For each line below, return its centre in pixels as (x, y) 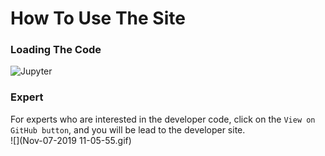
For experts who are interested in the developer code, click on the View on (163, 119)
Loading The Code (56, 50)
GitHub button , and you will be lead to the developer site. (128, 129)
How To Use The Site (98, 18)
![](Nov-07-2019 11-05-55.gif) (71, 140)
